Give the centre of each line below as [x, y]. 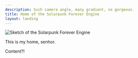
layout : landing [22, 19]
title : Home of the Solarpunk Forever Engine [52, 14]
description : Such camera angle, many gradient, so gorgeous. [70, 10]
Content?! [15, 51]
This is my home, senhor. [30, 42]
